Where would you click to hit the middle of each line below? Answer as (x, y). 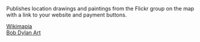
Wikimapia (19, 26)
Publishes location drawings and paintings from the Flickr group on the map (100, 9)
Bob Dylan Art (23, 33)
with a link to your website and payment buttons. (67, 15)
